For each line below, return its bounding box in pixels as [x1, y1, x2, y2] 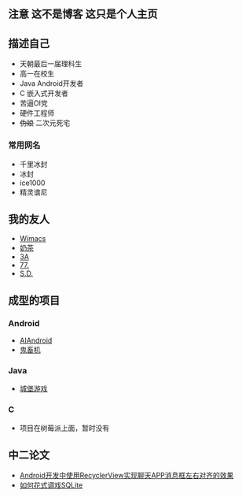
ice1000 [19, 178, 46, 187]
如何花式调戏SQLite [19, 480, 83, 490]
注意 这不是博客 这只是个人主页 [8, 7, 158, 21]
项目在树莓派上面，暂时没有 [19, 423, 110, 432]
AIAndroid [19, 336, 53, 345]
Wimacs [19, 234, 46, 243]
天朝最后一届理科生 [19, 59, 82, 69]
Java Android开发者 [19, 79, 84, 88]
